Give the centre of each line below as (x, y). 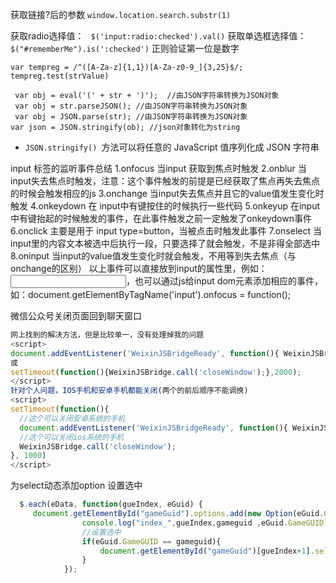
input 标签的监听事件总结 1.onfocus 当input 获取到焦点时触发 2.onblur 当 (158, 168)
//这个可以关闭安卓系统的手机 (72, 418)
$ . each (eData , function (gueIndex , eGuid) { (111, 504)
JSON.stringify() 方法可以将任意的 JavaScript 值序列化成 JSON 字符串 (172, 147)
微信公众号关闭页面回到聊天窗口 (76, 316)
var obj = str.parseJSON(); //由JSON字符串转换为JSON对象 (131, 106)
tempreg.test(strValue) (60, 76)
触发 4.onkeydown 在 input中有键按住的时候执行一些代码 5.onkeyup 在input (165, 206)
